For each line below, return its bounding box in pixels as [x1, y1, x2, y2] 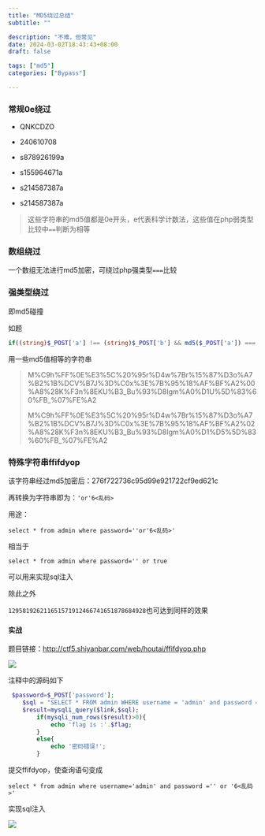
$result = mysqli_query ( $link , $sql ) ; [22, 706, 140, 714]
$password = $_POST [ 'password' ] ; [11, 691, 114, 700]
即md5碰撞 [8, 307, 44, 316]
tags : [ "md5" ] [8, 62, 55, 70]
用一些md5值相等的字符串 [8, 354, 92, 363]
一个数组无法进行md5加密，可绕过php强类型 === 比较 [8, 266, 177, 275]
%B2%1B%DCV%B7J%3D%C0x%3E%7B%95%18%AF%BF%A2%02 [27, 418, 256, 428]
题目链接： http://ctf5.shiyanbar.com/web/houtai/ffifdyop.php [8, 644, 207, 654]
